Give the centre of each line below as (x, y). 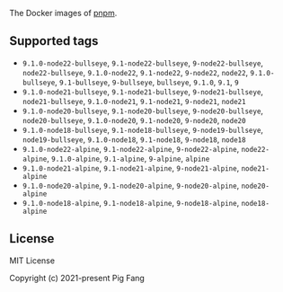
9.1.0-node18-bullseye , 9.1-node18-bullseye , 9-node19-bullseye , (142, 129)
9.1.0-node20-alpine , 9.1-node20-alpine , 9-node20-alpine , (131, 185)
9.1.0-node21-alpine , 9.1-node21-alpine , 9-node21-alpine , (131, 168)
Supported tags (54, 41)
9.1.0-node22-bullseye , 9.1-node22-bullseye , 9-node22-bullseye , (142, 63)
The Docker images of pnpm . (63, 13)
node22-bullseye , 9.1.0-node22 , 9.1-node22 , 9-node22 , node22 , (135, 72)
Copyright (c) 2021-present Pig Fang (77, 278)
